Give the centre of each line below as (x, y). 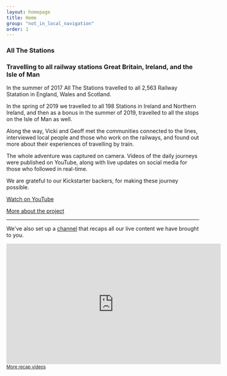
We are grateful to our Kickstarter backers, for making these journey (92, 181)
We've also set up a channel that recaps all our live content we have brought (102, 229)
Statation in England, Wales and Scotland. (59, 94)
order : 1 (17, 29)
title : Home (21, 18)
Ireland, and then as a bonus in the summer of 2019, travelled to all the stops (102, 113)
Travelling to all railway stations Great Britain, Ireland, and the (100, 67)
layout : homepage (28, 12)
